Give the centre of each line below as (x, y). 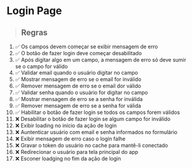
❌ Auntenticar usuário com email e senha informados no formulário (96, 132)
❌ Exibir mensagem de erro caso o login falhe (70, 139)
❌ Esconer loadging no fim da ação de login (68, 159)
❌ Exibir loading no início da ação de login (66, 125)
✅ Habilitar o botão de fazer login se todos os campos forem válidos (97, 112)
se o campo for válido (41, 66)
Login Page (34, 11)
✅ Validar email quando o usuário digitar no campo (76, 73)
